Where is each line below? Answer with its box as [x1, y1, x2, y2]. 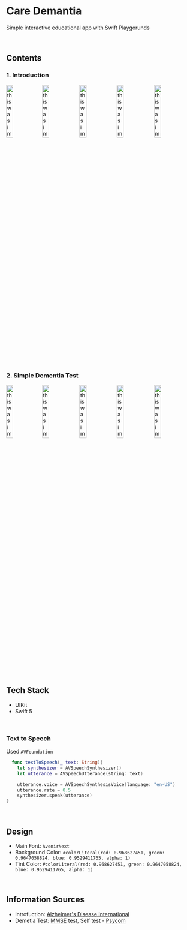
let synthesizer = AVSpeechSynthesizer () [17, 765, 122, 771]
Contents [6, 53, 42, 64]
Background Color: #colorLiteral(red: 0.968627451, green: [14, 848, 165, 856]
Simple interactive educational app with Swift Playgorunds [6, 24, 150, 31]
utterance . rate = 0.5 [17, 787, 71, 793]
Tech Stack [6, 685, 49, 695]
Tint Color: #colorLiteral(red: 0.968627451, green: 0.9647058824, [14, 860, 182, 868]
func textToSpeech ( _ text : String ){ [11, 760, 103, 766]
